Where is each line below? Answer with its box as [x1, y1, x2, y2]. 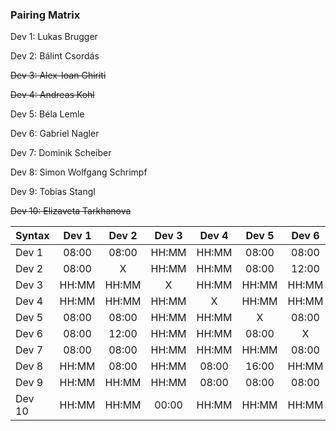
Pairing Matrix [10, 8, 81, 22]
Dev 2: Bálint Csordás [10, 50, 100, 62]
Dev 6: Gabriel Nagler [10, 128, 100, 140]
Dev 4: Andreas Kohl [10, 89, 95, 101]
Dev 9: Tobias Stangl [10, 186, 96, 198]
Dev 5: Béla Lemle [10, 108, 85, 120]
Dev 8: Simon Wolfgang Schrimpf [10, 166, 148, 178]
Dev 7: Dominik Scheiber [10, 147, 112, 159]
